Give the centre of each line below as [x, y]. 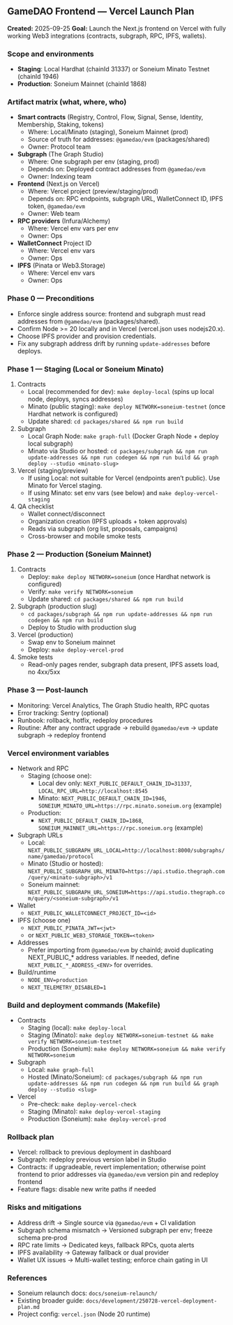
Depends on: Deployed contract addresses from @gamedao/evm [116, 169]
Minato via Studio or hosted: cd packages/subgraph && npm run [118, 451]
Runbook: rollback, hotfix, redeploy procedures [85, 720]
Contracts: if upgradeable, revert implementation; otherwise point [111, 1167]
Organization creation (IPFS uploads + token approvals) [107, 521]
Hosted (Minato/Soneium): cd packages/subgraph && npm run [115, 1077]
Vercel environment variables [58, 753]
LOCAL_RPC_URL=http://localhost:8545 [93, 791]
